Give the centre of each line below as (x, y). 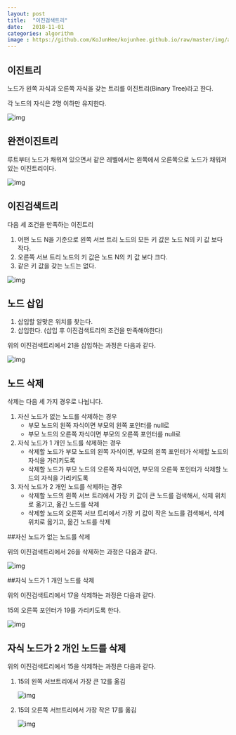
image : (19, 40)
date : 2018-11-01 (36, 27)
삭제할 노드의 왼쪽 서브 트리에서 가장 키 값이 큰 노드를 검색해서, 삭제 (120, 495)
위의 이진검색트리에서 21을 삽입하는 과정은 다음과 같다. (82, 346)
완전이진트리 (33, 141)
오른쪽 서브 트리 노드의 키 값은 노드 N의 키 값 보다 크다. (93, 256)
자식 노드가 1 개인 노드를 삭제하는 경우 (69, 443)
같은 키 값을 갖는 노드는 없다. (57, 266)
